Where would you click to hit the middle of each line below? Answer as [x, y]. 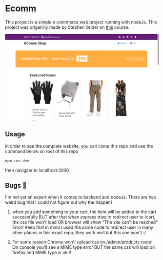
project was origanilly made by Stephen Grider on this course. [67, 27]
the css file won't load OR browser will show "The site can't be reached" [85, 222]
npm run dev [17, 161]
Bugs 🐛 [16, 185]
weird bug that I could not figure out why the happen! [59, 202]
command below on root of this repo [42, 151]
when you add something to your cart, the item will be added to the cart [84, 212]
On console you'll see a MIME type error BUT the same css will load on [83, 247]
